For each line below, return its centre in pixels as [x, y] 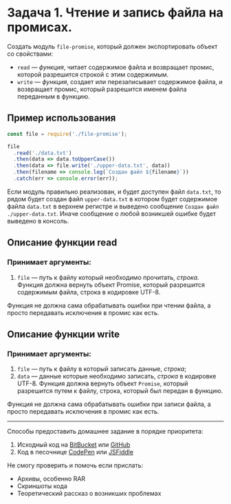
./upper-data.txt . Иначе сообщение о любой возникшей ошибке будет [112, 213]
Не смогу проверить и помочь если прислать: [75, 465]
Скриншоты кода [42, 486]
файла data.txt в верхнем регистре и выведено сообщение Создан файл [113, 206]
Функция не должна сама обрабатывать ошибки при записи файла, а [109, 404]
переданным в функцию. [54, 96]
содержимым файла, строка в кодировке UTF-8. [89, 292]
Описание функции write [64, 334]
